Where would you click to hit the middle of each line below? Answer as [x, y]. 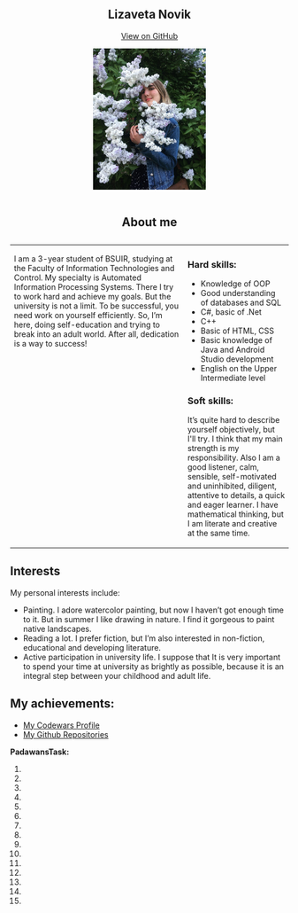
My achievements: [62, 704]
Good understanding [238, 293]
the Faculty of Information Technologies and [94, 268]
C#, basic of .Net [231, 312]
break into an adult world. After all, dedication [96, 334]
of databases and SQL [241, 303]
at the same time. [219, 533]
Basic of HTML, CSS [237, 331]
